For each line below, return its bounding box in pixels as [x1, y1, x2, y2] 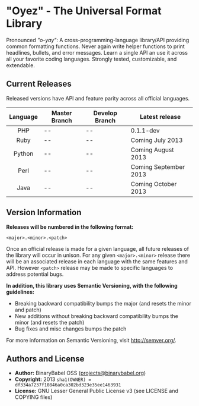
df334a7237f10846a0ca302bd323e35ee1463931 [14, 382, 121, 388]
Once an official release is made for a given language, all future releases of [6, 245, 190, 252]
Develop [93, 109, 117, 117]
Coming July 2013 [130, 136, 183, 144]
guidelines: [6, 288, 34, 295]
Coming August [130, 146, 174, 154]
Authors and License [6, 354, 85, 364]
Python [14, 149, 34, 158]
